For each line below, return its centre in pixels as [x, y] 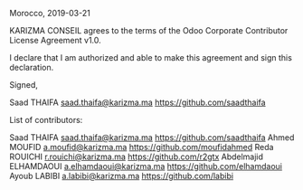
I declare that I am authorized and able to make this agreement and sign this [151, 57]
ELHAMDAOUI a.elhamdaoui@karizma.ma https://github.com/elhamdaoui [146, 166]
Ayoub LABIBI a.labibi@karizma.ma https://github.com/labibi [121, 176]
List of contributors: [46, 120]
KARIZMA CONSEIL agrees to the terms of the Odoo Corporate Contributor [149, 30]
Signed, [24, 85]
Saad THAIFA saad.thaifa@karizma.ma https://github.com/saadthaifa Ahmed [152, 138]
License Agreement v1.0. [55, 40]
